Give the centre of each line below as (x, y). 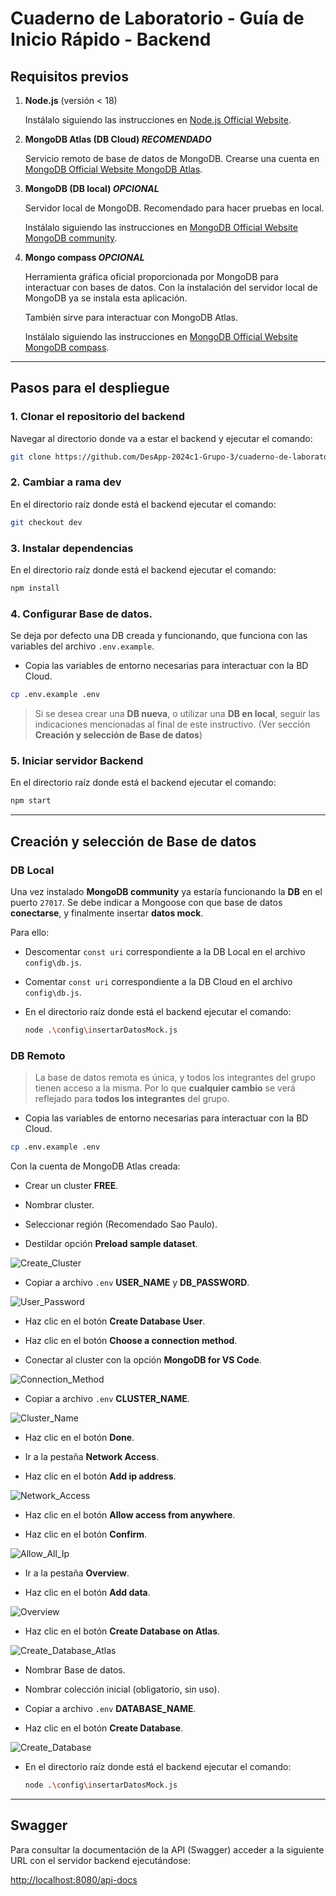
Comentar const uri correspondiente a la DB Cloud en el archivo (158, 981)
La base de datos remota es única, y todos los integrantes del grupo (175, 1078)
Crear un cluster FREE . (71, 1185)
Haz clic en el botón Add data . (87, 1592)
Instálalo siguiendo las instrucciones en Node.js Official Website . (158, 120)
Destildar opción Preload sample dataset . (111, 1243)
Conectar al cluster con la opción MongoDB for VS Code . (143, 1359)
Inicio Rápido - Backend (111, 39)
